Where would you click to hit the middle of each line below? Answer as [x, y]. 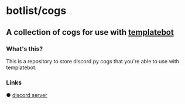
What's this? [25, 49]
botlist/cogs [36, 11]
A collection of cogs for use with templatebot [90, 32]
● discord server [27, 95]
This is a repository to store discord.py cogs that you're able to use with [93, 61]
